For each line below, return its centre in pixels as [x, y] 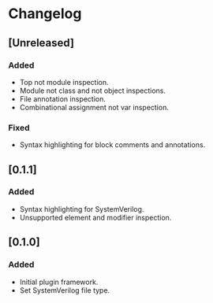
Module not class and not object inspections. [93, 91]
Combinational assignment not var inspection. [94, 107]
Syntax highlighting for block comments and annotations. [112, 145]
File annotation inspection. [63, 98]
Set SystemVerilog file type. [65, 290]
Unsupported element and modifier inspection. [95, 217]
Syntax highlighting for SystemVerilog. [82, 209]
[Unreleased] [41, 43]
